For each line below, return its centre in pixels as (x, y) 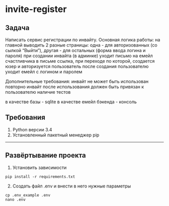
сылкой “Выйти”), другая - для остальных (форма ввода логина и (75, 50)
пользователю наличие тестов (38, 92)
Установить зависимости (39, 167)
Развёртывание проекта (46, 156)
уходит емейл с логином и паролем (44, 72)
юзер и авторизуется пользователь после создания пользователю (77, 66)
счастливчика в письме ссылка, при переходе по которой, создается (80, 61)
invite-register (36, 9)
